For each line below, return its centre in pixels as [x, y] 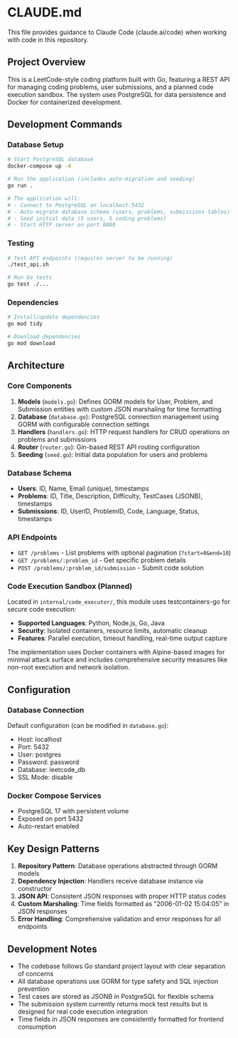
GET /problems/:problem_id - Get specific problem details [102, 560]
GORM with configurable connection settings [83, 424]
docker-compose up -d [39, 166]
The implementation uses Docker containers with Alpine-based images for [116, 652]
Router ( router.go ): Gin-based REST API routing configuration [109, 447]
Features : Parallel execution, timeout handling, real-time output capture [122, 638]
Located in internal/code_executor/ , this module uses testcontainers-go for [119, 602]
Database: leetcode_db [52, 770]
